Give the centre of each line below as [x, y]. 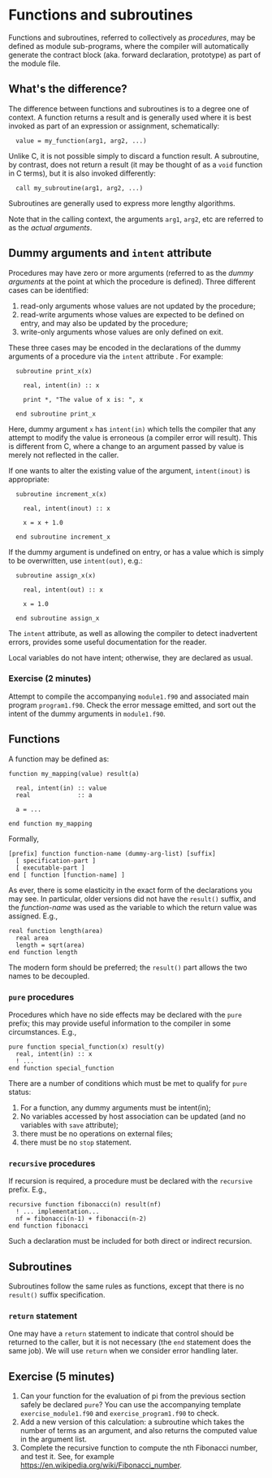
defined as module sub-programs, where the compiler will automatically [129, 46]
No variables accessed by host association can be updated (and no [133, 1116]
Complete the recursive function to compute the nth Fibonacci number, [139, 1448]
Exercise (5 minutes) [62, 1376]
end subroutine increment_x [63, 537]
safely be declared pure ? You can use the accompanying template [130, 1405]
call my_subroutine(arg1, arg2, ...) [80, 188]
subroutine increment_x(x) [61, 494]
